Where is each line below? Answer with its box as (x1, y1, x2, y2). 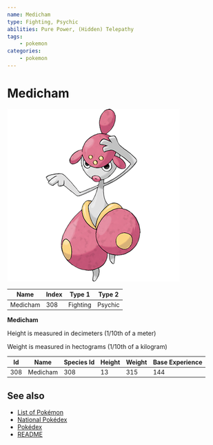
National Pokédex (17, 415, 68, 424)
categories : (7, 48, 41, 55)
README (17, 430, 43, 439)
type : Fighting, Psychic (7, 18, 79, 26)
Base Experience (152, 358, 203, 366)
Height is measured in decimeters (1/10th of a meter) (7, 329, 156, 338)
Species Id (63, 358, 95, 366)
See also (7, 390, 45, 401)
